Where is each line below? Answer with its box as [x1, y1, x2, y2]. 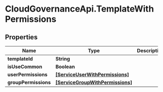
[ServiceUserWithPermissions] [55, 71, 130, 78]
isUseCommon [7, 63, 43, 70]
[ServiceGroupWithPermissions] [55, 79, 132, 86]
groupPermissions [7, 79, 51, 86]
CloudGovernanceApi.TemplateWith [5, 3, 154, 15]
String [55, 56, 70, 62]
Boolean [55, 63, 75, 70]
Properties [5, 33, 38, 41]
